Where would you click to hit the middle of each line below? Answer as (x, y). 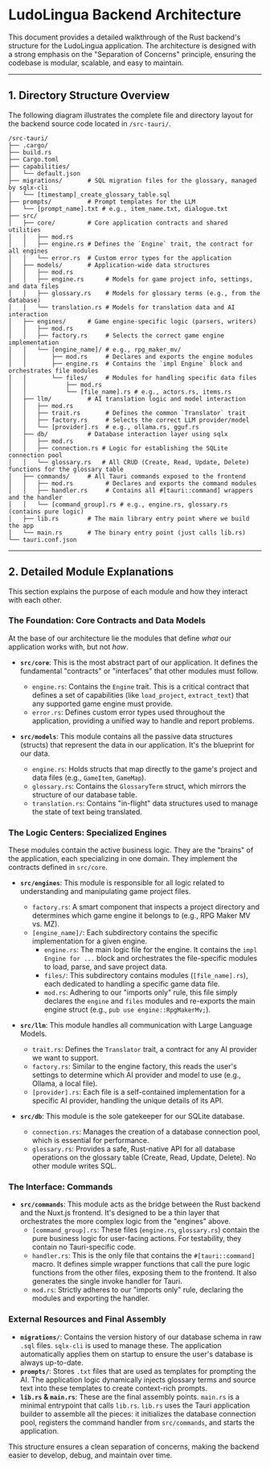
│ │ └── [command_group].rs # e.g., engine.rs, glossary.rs (118, 505)
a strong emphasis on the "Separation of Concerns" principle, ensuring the (132, 54)
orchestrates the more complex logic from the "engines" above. (125, 1222)
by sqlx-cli (28, 188)
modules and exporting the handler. (91, 1298)
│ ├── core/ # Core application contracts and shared (118, 223)
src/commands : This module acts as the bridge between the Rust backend (140, 1204)
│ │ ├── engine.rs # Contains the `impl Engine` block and (125, 364)
